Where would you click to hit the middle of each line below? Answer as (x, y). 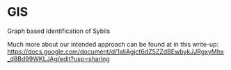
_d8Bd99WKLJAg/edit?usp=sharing (58, 58)
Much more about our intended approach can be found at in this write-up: (113, 44)
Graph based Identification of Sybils (59, 31)
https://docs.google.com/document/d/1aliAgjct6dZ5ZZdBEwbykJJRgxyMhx (115, 51)
